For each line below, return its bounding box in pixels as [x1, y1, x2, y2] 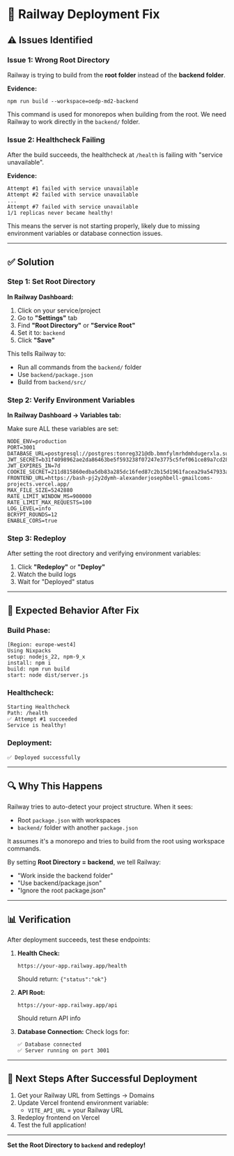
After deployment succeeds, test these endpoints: [7, 936, 151, 944]
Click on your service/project [17, 306, 101, 315]
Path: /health [7, 710, 49, 717]
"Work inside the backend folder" [17, 871, 114, 880]
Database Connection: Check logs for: [17, 1028, 130, 1036]
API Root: [17, 989, 45, 997]
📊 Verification [7, 913, 71, 925]
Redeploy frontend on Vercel [17, 1113, 100, 1122]
